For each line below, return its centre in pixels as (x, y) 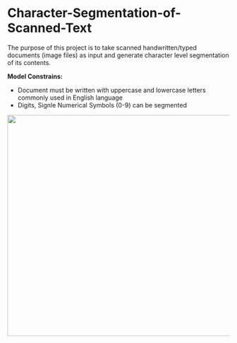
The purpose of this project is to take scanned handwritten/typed (102, 47)
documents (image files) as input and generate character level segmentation (118, 55)
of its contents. (29, 62)
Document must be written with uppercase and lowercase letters (111, 90)
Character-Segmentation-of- (94, 13)
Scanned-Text (49, 28)
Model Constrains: (35, 76)
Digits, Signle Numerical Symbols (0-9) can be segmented (102, 105)
